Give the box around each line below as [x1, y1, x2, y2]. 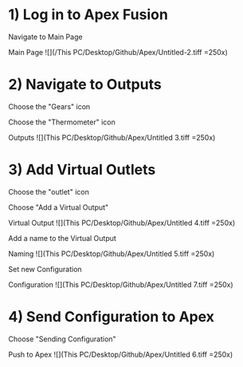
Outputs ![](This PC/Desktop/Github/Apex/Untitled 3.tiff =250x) [8, 132, 216, 142]
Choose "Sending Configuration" [8, 333, 117, 344]
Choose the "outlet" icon [8, 187, 89, 196]
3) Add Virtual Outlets [8, 161, 156, 179]
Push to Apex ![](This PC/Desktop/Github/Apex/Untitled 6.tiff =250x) [8, 349, 233, 359]
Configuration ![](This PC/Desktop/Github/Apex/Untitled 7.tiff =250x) [8, 279, 233, 289]
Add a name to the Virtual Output [8, 233, 117, 243]
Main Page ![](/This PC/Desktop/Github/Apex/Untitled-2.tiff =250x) [8, 47, 229, 57]
